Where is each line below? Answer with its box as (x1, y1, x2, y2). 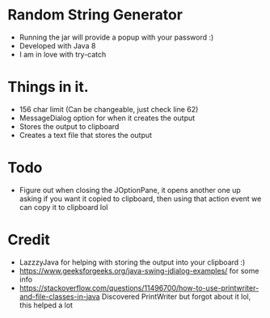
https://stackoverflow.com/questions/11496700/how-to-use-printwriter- (19, 282, 259, 292)
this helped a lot (19, 300, 74, 310)
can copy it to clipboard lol (19, 202, 108, 211)
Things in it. (7, 78, 89, 96)
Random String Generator (7, 6, 184, 24)
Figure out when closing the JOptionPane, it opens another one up (19, 185, 242, 195)
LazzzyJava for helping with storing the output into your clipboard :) (19, 257, 246, 267)
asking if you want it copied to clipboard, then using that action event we (19, 194, 262, 203)
